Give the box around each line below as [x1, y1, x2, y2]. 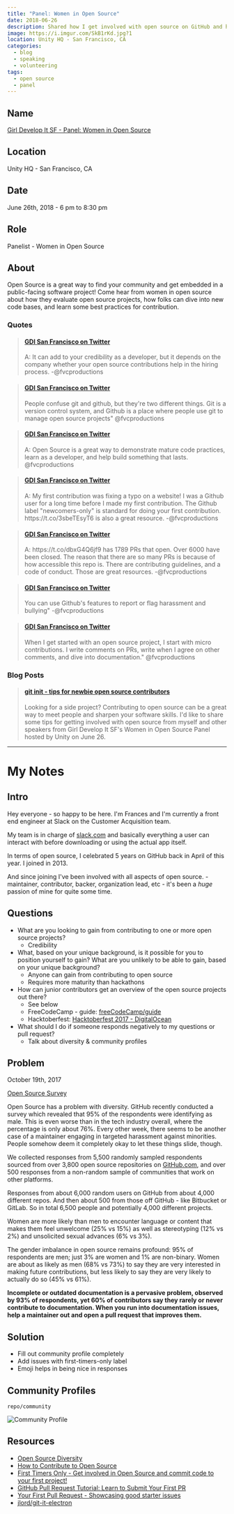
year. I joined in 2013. [7, 859, 68, 867]
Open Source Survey [7, 1089, 68, 1098]
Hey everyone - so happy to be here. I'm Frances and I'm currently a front [7, 809, 219, 818]
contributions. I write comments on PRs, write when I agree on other [24, 645, 220, 654]
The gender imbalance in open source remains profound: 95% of [7, 1246, 194, 1254]
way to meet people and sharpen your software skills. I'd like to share [24, 710, 224, 719]
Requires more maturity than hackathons [27, 977, 145, 986]
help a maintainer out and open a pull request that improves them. [7, 1311, 202, 1320]
